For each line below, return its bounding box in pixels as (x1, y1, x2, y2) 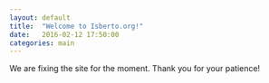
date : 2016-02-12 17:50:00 (9, 30, 120, 39)
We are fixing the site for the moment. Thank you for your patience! (9, 63, 261, 74)
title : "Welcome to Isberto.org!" (9, 22, 144, 31)
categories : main (9, 38, 75, 48)
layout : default (9, 13, 71, 23)
